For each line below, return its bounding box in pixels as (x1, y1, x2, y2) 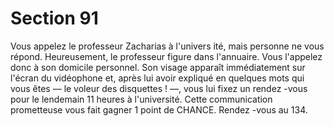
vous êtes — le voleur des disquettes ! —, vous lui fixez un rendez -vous (10, 82, 308, 94)
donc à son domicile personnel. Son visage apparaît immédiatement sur (10, 61, 306, 73)
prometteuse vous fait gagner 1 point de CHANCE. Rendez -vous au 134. (10, 103, 308, 116)
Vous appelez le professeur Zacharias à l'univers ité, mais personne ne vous (10, 40, 325, 52)
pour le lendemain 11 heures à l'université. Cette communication (10, 93, 273, 105)
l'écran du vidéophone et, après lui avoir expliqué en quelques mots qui (10, 72, 305, 84)
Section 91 (10, 7, 99, 30)
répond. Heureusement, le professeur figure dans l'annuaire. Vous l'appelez (10, 50, 323, 62)
